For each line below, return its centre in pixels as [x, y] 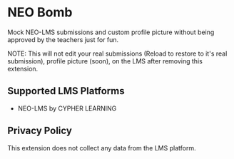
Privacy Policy [40, 131]
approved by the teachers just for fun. [63, 39]
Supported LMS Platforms [66, 91]
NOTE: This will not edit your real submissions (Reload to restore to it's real [117, 53]
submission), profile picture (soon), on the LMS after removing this [105, 61]
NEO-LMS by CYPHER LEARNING [67, 108]
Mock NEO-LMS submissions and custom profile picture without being [111, 32]
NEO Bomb [40, 12]
